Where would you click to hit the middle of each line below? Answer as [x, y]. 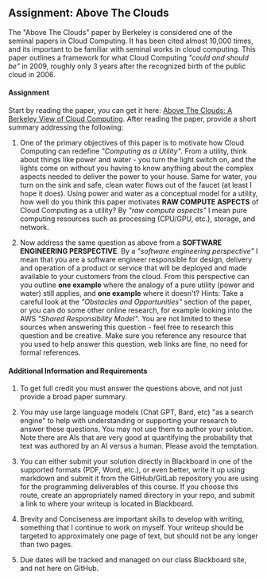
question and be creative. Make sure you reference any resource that [133, 336]
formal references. [50, 352]
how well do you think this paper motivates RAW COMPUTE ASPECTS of [139, 202]
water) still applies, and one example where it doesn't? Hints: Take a [132, 293]
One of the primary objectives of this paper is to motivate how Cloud [132, 143]
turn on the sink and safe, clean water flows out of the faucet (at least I [135, 185]
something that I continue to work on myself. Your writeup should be [132, 527]
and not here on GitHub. [59, 569]
